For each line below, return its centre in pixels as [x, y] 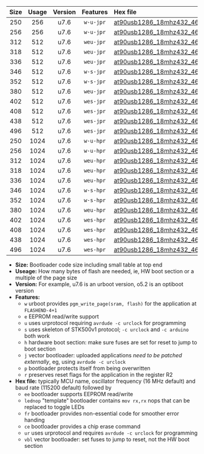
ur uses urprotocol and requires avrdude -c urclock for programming [111, 433]
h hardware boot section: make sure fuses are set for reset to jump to [110, 342]
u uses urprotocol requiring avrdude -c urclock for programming [105, 323]
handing [34, 420]
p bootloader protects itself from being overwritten [87, 368]
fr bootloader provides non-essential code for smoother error [101, 414]
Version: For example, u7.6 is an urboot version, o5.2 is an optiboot [99, 284]
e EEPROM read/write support [61, 316]
